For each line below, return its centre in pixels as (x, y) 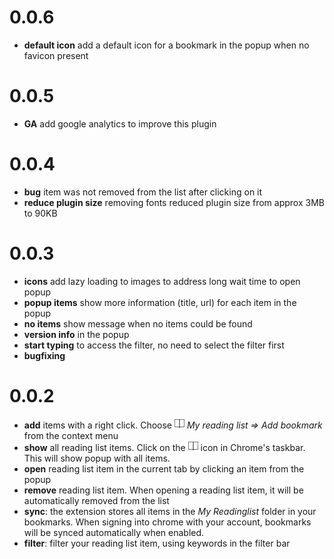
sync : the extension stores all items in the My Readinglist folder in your (170, 511)
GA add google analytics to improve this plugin (120, 123)
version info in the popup (76, 334)
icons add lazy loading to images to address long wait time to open (162, 281)
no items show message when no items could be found (138, 323)
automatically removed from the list (96, 500)
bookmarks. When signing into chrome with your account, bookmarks (167, 522)
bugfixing (44, 355)
